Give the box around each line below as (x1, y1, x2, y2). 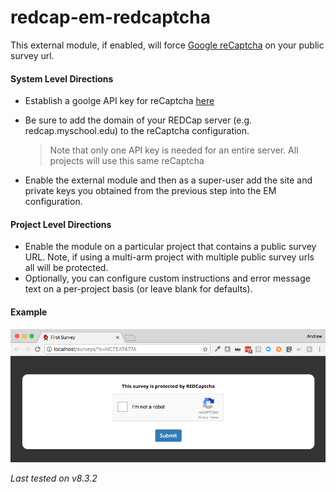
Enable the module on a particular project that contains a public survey (24, 241, 317, 253)
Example (10, 306, 48, 318)
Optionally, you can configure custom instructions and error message (24, 272, 311, 285)
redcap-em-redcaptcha (10, 6, 211, 29)
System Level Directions (10, 72, 114, 85)
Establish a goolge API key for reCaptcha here (24, 95, 215, 107)
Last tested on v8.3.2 (10, 472, 98, 484)
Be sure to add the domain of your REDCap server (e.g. (24, 114, 253, 126)
